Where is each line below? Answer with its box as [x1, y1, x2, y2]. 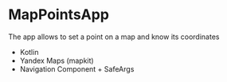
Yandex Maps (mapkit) [19, 56, 94, 65]
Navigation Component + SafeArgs [19, 64, 135, 73]
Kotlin [19, 47, 39, 57]
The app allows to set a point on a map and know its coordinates [8, 32, 220, 41]
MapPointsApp [8, 6, 110, 24]
